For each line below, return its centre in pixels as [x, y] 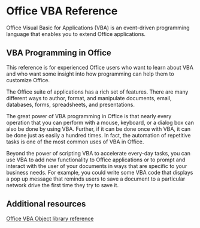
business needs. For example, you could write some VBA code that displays [100, 172]
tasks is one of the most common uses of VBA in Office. [75, 142]
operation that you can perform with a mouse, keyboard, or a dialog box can [100, 122]
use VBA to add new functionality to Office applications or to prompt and [96, 160]
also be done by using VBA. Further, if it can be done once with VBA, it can [99, 129]
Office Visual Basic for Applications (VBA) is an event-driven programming [98, 28]
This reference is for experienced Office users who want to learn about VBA [100, 67]
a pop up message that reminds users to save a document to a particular [96, 179]
